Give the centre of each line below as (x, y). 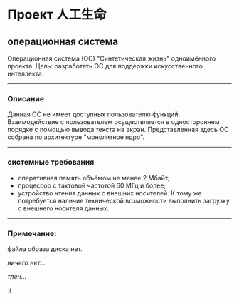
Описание (26, 98)
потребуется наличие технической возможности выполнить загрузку (123, 200)
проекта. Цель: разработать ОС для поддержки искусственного (105, 66)
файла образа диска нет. (45, 249)
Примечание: (32, 233)
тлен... (17, 276)
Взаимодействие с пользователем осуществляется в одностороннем (113, 122)
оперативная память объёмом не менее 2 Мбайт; (94, 178)
